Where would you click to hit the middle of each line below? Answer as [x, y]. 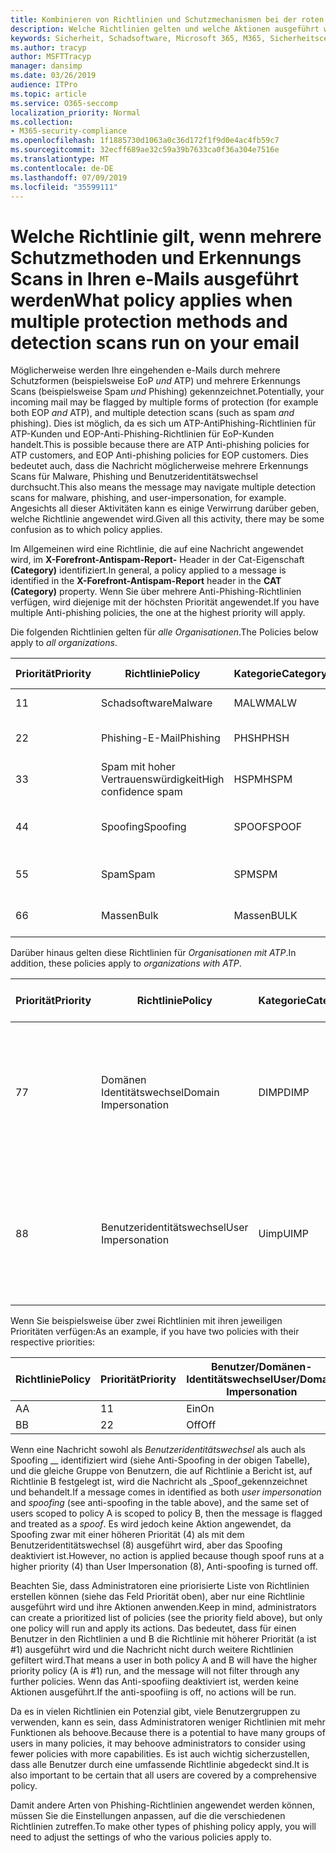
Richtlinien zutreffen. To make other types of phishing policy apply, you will [163, 1827]
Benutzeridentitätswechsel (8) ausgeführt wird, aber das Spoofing [146, 1545]
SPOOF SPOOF [268, 827]
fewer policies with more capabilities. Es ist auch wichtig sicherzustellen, [160, 1754]
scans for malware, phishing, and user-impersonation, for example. [148, 498]
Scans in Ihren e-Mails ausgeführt [155, 278]
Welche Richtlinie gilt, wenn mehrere [166, 236]
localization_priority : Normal [75, 112]
